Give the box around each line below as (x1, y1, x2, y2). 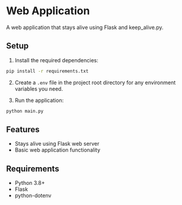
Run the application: (14, 97, 64, 104)
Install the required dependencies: (14, 56, 99, 63)
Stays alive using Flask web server (14, 140, 100, 148)
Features (6, 124, 40, 134)
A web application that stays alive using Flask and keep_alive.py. (6, 24, 164, 31)
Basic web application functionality (14, 146, 101, 153)
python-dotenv (14, 192, 52, 199)
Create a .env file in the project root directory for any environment (14, 79, 176, 86)
